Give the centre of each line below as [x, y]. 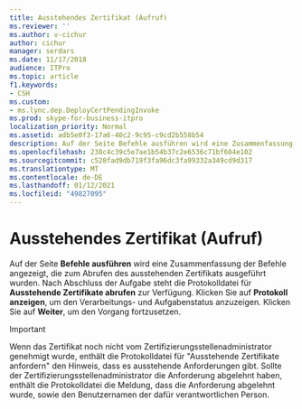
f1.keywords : [34, 85]
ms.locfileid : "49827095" [58, 194]
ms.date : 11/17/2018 [48, 60]
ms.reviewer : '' [40, 26]
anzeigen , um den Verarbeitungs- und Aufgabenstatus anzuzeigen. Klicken [150, 302]
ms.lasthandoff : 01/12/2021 [62, 186]
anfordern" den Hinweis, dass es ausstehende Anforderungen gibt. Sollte [146, 366]
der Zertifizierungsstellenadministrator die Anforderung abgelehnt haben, [146, 375]
